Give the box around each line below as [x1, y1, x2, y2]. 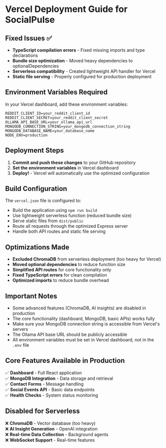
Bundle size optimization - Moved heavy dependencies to [12, 58, 133, 63]
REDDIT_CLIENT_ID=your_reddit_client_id [5, 111, 91, 116]
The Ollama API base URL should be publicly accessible [12, 331, 127, 337]
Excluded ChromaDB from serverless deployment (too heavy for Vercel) [12, 256, 162, 262]
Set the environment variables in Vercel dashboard [12, 164, 119, 170]
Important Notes [5, 292, 57, 300]
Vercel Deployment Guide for [5, 3, 128, 15]
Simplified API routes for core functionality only [12, 267, 112, 273]
